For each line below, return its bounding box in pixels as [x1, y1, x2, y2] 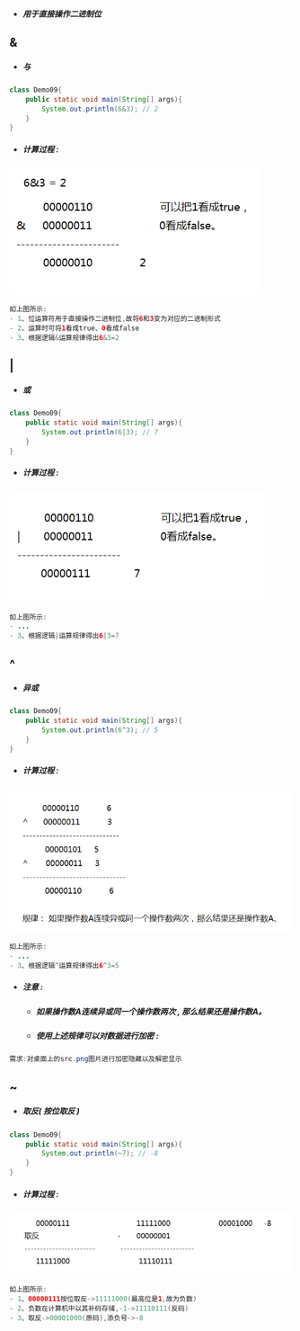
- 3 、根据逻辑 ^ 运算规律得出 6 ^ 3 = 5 [9, 960, 119, 970]
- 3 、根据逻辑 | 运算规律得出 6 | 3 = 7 [9, 631, 119, 640]
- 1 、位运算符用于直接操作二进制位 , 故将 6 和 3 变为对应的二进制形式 [9, 315, 222, 324]
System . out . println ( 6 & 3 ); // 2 [41, 104, 159, 113]
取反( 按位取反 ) [22, 1106, 80, 1117]
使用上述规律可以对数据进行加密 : [35, 1031, 159, 1041]
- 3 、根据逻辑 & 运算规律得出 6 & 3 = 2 [9, 333, 119, 342]
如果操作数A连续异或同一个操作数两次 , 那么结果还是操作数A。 [35, 1005, 267, 1016]
